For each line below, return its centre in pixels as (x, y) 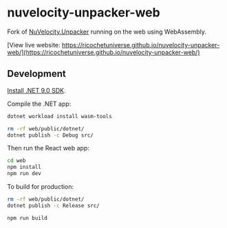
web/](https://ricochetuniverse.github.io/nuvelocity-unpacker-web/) (104, 52)
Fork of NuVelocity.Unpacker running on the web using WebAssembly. (107, 32)
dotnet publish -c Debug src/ (51, 135)
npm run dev (24, 174)
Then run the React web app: (48, 148)
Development (37, 74)
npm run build (28, 218)
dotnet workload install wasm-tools (60, 116)
